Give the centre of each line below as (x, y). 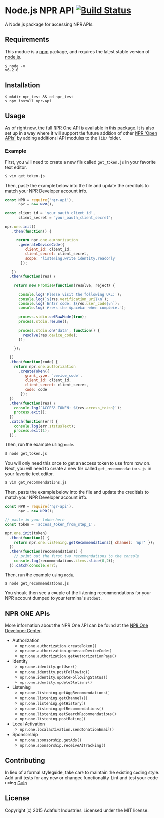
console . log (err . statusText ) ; (45, 426)
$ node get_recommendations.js (37, 584)
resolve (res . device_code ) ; (50, 335)
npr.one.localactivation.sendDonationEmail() (67, 730)
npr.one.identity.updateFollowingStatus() (64, 678)
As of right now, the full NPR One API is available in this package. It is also (80, 128)
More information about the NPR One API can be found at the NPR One (77, 625)
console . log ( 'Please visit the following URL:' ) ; (70, 294)
